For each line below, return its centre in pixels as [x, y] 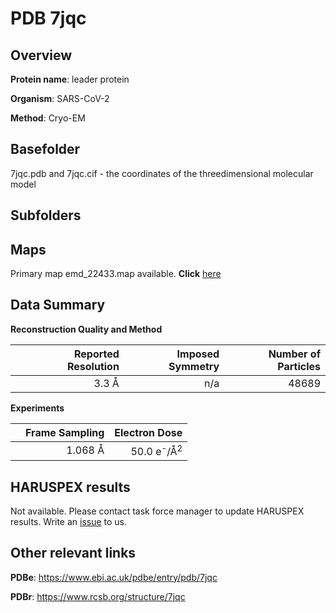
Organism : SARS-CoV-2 [60, 98]
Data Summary [58, 305]
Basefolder [45, 149]
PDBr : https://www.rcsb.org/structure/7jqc [98, 596]
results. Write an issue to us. [69, 521]
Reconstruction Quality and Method [86, 329]
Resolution [93, 366]
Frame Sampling [65, 432]
